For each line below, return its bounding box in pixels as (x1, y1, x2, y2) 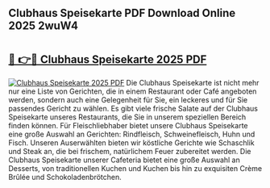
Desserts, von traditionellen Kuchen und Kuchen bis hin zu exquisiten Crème (8, 164, 263, 173)
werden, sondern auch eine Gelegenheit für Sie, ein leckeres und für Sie (8, 95, 248, 104)
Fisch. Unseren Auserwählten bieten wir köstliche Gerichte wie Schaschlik (8, 138, 255, 148)
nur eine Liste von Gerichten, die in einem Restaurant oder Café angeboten (8, 86, 257, 96)
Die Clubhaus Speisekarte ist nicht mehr (126, 78, 260, 87)
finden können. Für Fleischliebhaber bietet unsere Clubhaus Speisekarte (8, 121, 248, 130)
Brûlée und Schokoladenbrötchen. (8, 173, 123, 182)
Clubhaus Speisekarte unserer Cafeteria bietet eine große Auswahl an (8, 155, 240, 165)
